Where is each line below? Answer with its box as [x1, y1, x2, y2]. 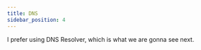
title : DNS [7, 10, 38, 17]
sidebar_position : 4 [7, 16, 66, 23]
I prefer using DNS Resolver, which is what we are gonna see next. [7, 35, 195, 43]
